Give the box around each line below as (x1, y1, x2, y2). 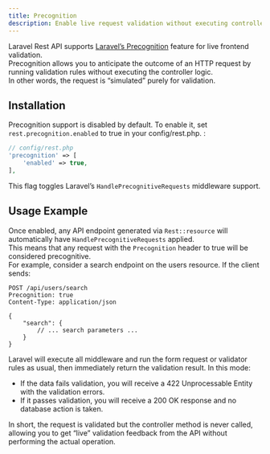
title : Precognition (8, 11, 78, 20)
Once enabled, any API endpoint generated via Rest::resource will (8, 226, 228, 235)
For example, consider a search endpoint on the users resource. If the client (8, 260, 260, 269)
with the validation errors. (19, 387, 105, 396)
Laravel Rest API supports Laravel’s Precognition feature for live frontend (8, 41, 249, 51)
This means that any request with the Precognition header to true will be (8, 243, 249, 252)
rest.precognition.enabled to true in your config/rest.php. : (8, 129, 207, 138)
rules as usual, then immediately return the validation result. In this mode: (8, 362, 251, 372)
